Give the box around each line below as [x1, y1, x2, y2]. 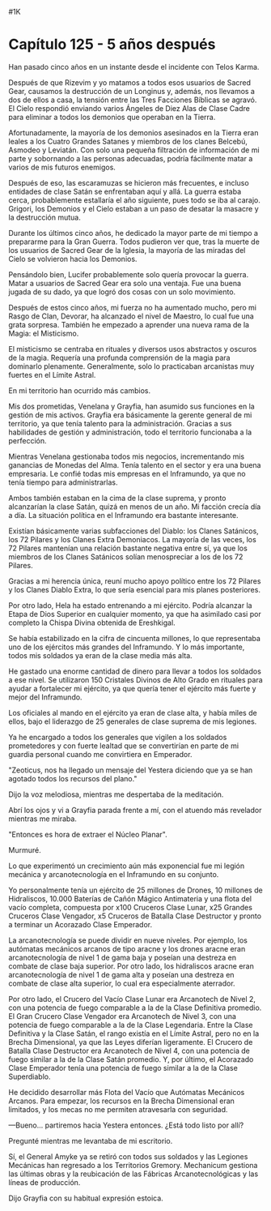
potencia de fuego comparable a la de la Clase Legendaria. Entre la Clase [8, 1020, 253, 1029]
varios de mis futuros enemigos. [8, 162, 116, 172]
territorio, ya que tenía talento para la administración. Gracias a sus [8, 418, 232, 428]
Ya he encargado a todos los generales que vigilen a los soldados [8, 732, 227, 742]
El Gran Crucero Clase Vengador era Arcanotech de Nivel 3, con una [8, 1011, 237, 1021]
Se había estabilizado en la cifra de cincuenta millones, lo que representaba [8, 633, 261, 643]
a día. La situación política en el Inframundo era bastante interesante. [8, 510, 239, 520]
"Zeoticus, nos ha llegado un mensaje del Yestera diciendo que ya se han [8, 765, 253, 775]
